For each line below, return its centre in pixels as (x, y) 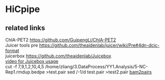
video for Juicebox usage (32, 61)
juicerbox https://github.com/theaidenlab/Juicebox (58, 56)
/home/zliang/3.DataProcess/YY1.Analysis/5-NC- (96, 67)
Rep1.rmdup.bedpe (25, 72)
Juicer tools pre (22, 45)
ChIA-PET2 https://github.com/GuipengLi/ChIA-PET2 (61, 40)
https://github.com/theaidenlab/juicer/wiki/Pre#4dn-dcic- (99, 45)
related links (25, 28)
